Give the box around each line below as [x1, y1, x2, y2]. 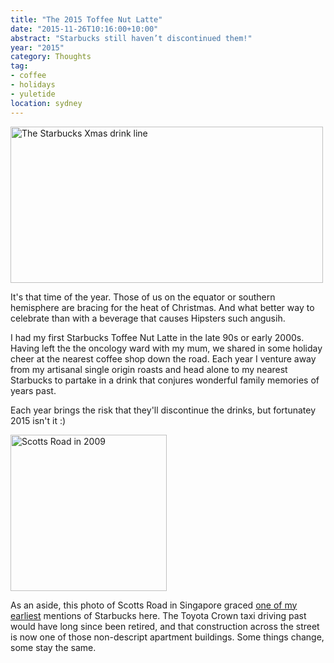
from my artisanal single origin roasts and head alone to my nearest [10, 363, 288, 375]
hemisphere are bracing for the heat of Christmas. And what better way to [10, 301, 315, 313]
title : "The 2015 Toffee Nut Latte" [10, 14, 163, 25]
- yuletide [10, 89, 56, 99]
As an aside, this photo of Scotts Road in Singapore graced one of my [10, 599, 298, 611]
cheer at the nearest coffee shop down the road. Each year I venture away [10, 352, 317, 365]
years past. [10, 384, 57, 396]
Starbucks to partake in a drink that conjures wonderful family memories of [10, 374, 320, 386]
